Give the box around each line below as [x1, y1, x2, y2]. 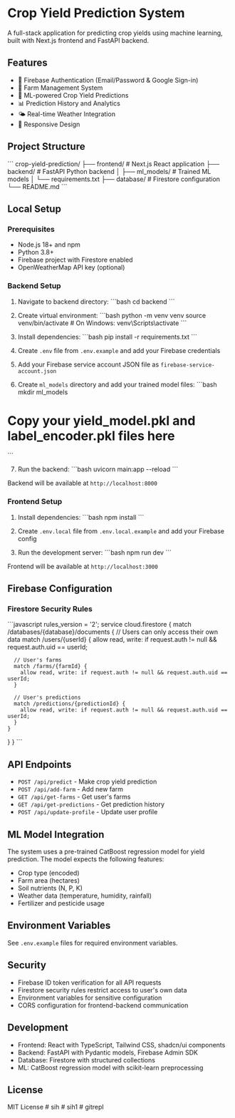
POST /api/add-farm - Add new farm [17, 785, 123, 794]
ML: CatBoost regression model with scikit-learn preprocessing [17, 1063, 204, 1072]
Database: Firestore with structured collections [17, 1055, 155, 1064]
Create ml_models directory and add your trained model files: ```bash [17, 380, 217, 389]
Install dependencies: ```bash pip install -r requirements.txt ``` [17, 332, 198, 341]
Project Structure [7, 140, 85, 153]
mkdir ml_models [17, 387, 68, 396]
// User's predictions [14, 694, 81, 702]
